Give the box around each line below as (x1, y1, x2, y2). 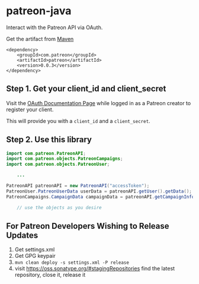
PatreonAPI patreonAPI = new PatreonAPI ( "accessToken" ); (6, 183, 150, 189)
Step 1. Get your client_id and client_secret (6, 84, 166, 94)
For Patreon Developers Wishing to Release (6, 221, 170, 231)
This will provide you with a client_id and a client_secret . (6, 117, 150, 124)
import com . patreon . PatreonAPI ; (6, 150, 86, 156)
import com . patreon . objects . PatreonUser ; (6, 162, 110, 168)
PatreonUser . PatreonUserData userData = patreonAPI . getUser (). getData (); (6, 188, 192, 194)
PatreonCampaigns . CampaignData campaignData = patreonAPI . (6, 194, 155, 200)
